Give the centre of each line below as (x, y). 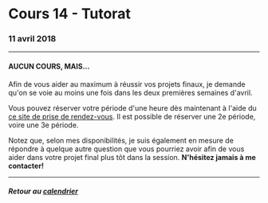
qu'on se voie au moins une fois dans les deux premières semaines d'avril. (130, 92)
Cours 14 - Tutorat (70, 14)
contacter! (26, 166)
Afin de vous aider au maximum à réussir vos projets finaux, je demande (127, 84)
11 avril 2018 (32, 39)
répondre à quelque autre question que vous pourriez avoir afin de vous (126, 149)
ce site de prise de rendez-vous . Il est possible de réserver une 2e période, (132, 116)
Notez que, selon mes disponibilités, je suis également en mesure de (121, 140)
